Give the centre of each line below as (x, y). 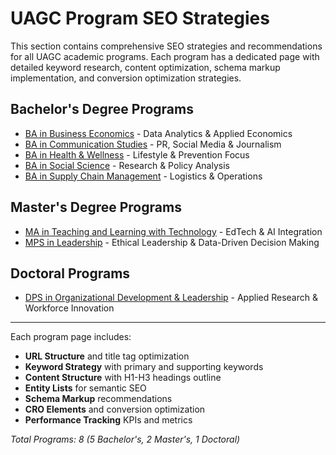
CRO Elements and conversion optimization (115, 409)
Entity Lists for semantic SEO (85, 388)
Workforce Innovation (69, 308)
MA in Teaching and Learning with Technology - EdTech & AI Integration (173, 231)
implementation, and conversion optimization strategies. (126, 78)
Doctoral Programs (70, 273)
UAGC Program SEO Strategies (140, 18)
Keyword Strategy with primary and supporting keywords (144, 367)
